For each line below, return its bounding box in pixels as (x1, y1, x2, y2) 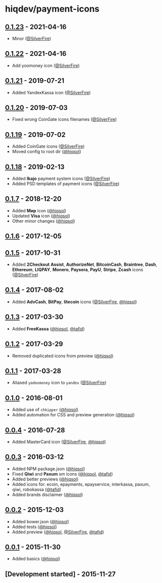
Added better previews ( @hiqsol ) (12, 476, 79, 482)
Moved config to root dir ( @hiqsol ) (12, 149, 82, 154)
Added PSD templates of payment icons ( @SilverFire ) (12, 181, 120, 187)
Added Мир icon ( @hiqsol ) (12, 207, 67, 213)
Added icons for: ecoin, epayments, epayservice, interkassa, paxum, (12, 481, 150, 487)
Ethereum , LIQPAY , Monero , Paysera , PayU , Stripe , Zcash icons (12, 267, 144, 273)
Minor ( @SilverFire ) (12, 35, 52, 41)
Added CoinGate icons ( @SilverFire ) (12, 143, 85, 149)
